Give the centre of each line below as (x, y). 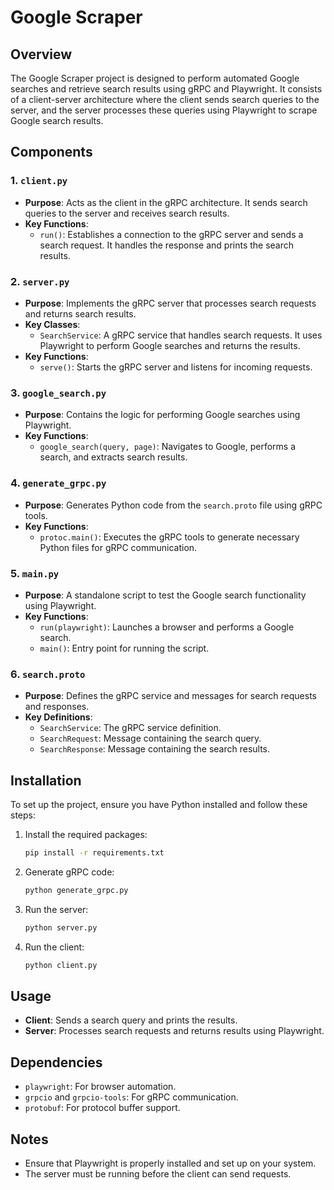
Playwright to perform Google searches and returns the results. (170, 345)
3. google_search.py (58, 393)
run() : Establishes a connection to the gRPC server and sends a (171, 234)
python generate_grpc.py (76, 890)
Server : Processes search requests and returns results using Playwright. (174, 1031)
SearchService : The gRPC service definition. (130, 728)
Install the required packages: (86, 834)
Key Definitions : (58, 717)
